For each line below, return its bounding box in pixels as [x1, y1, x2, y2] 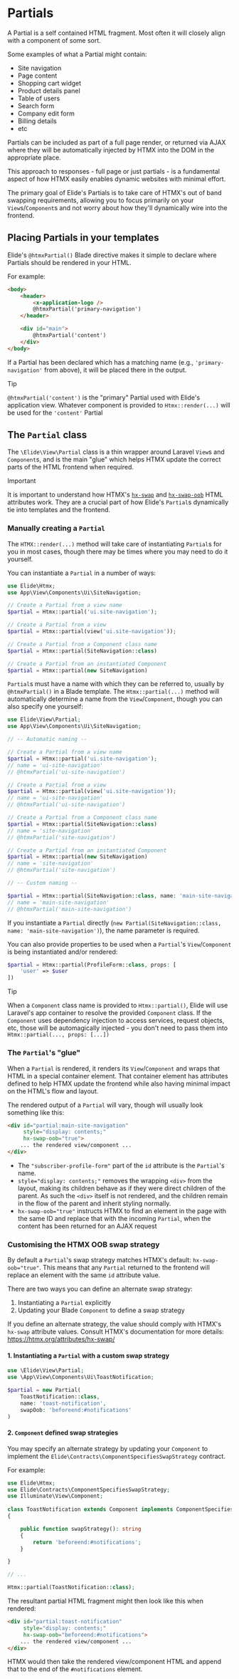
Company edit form [17, 109, 75, 118]
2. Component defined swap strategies [7, 1428, 119, 1437]
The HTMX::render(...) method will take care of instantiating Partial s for [7, 539, 222, 548]
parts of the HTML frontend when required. [7, 463, 134, 472]
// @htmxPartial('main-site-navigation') [7, 905, 132, 913]
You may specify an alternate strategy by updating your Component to [7, 1444, 208, 1452]
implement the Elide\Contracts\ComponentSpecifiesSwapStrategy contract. [7, 1452, 226, 1460]
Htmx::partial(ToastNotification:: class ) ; [7, 1584, 135, 1591]
